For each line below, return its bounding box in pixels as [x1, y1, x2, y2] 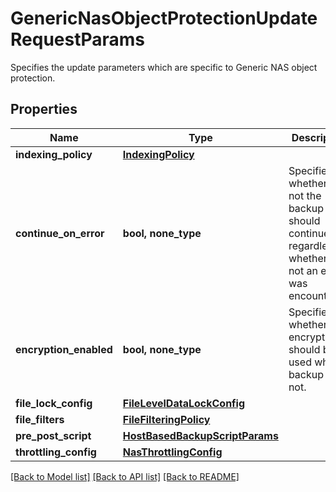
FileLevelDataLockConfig [122, 396, 246, 410]
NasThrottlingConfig [122, 445, 223, 459]
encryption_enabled [15, 342, 113, 356]
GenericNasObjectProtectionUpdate [10, 7, 318, 30]
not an [288, 263, 318, 277]
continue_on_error [15, 226, 105, 240]
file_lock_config [15, 396, 93, 410]
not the [288, 188, 322, 202]
